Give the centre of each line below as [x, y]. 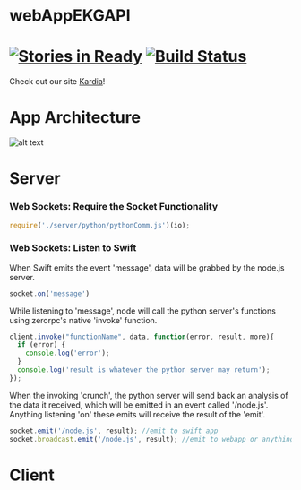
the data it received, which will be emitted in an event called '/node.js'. [139, 405]
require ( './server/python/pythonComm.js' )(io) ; [100, 225]
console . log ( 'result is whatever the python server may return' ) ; [144, 370]
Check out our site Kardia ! [57, 82]
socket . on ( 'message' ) [50, 293]
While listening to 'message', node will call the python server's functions [142, 311]
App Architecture [75, 118]
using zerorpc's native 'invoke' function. [83, 320]
